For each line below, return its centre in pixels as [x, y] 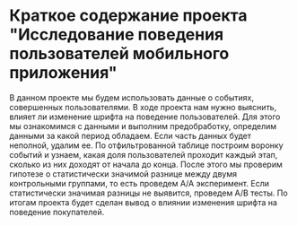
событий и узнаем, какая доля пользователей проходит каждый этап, [144, 154]
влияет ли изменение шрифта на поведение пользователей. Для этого [145, 117]
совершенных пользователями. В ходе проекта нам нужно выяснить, [143, 107]
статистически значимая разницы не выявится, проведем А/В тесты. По [149, 193]
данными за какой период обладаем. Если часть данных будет [130, 135]
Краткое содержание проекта [129, 16]
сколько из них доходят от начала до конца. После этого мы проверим [146, 164]
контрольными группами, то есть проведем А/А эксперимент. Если [139, 183]
